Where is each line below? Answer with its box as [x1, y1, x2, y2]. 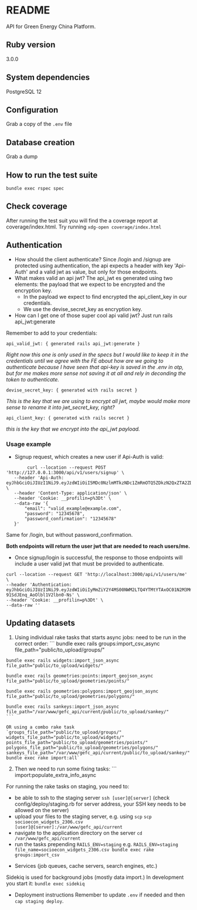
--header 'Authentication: [6, 581, 72, 588]
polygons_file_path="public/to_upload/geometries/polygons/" [6, 745, 159, 751]
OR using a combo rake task [6, 724, 75, 730]
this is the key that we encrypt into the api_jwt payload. [6, 425, 141, 432]
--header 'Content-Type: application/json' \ [13, 490, 127, 496]
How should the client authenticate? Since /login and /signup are [14, 255, 171, 263]
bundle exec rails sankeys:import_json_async [6, 704, 119, 710]
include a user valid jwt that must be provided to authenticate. [14, 560, 164, 567]
